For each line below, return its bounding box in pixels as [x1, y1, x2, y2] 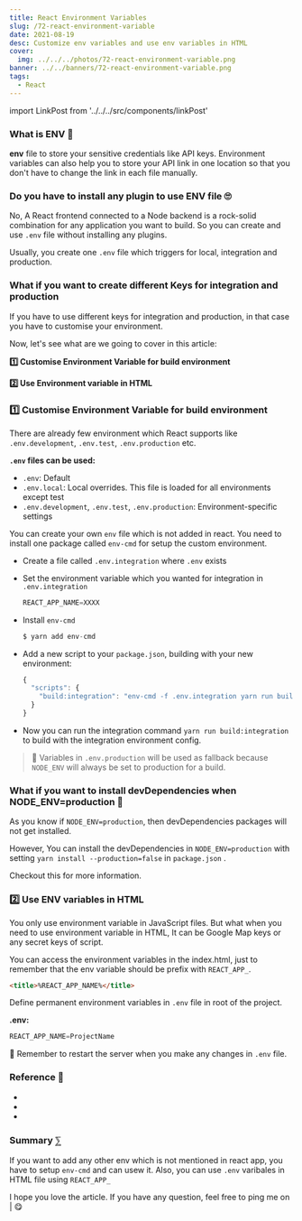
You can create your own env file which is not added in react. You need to [9, 528, 282, 539]
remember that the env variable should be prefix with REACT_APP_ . [9, 963, 252, 975]
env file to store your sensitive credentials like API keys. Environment [9, 148, 266, 159]
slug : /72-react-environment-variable [9, 22, 155, 31]
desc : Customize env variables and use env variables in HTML [9, 38, 248, 48]
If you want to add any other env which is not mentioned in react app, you [9, 1154, 284, 1165]
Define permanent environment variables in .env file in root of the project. [9, 997, 282, 1008]
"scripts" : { [31, 683, 80, 693]
